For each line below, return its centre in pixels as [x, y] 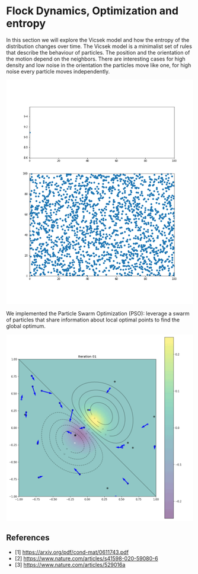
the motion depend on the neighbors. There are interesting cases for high [96, 59]
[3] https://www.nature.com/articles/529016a [70, 565]
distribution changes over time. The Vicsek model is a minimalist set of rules [99, 46]
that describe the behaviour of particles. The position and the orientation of [98, 52]
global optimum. [26, 326]
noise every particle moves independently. [58, 71]
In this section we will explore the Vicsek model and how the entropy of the [98, 40]
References [28, 538]
